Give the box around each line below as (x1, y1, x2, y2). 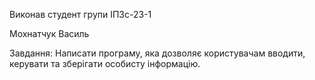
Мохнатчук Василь (9, 28, 90, 39)
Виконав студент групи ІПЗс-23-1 (9, 9, 152, 20)
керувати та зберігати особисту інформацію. (9, 58, 201, 69)
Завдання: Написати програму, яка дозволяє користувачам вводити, (9, 47, 306, 59)
